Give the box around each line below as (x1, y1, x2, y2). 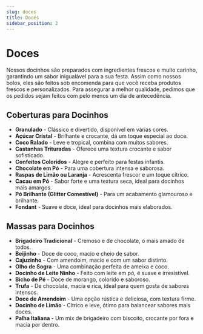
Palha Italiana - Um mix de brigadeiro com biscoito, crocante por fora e (15, 314, 194, 322)
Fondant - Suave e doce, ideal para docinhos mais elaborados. (15, 203, 173, 211)
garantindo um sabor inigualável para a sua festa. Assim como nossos (6, 73, 181, 80)
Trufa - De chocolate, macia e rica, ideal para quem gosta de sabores (15, 282, 190, 289)
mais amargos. (15, 184, 53, 191)
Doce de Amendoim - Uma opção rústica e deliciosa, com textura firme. (15, 295, 196, 302)
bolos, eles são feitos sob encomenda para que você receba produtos (6, 80, 182, 87)
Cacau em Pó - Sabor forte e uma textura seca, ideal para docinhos (15, 177, 185, 185)
